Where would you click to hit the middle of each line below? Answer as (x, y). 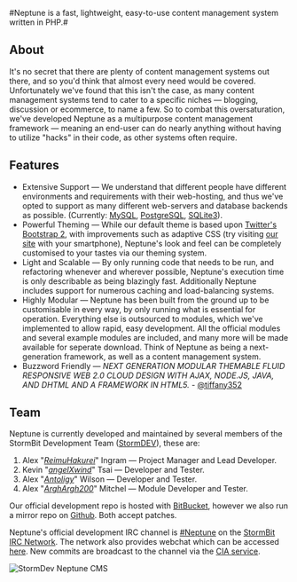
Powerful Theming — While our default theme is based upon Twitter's (149, 224)
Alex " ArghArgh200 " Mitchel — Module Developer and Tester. (135, 489)
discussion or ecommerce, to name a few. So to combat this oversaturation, (147, 109)
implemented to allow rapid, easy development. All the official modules (151, 328)
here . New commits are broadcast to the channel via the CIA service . (135, 551)
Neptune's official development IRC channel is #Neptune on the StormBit (142, 532)
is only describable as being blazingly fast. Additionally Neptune (139, 281)
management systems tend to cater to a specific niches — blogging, (134, 99)
